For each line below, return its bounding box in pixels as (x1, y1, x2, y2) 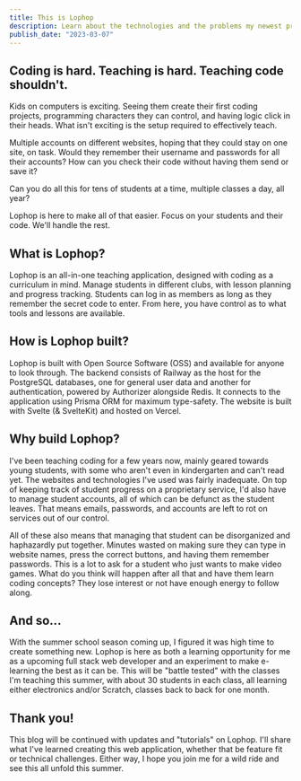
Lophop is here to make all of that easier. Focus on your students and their (9, 210, 284, 221)
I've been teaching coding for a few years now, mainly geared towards (9, 455, 269, 466)
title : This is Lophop (9, 13, 94, 22)
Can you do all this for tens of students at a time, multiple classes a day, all (9, 183, 285, 194)
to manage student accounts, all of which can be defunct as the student (9, 493, 275, 504)
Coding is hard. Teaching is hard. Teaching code (9, 63, 284, 78)
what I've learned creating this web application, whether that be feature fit (9, 744, 283, 755)
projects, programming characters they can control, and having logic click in (9, 110, 291, 121)
